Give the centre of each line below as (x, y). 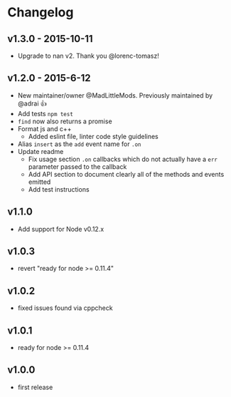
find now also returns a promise (65, 121)
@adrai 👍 (32, 103)
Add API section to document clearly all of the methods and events (126, 174)
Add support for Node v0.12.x (61, 229)
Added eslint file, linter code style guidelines (93, 136)
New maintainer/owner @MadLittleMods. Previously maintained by (115, 95)
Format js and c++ (44, 128)
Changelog (41, 12)
